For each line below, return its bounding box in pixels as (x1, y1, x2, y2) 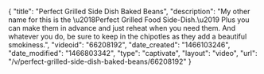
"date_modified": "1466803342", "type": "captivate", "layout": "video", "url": (8, 49, 258, 57)
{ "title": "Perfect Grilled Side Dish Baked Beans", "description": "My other (8, 7, 250, 16)
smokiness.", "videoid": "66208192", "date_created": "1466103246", (8, 40, 231, 50)
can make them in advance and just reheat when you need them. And (8, 24, 236, 32)
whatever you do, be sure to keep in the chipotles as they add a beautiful (8, 31, 247, 41)
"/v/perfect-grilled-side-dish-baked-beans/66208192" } (8, 57, 192, 66)
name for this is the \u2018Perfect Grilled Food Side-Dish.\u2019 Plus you (8, 15, 250, 24)
